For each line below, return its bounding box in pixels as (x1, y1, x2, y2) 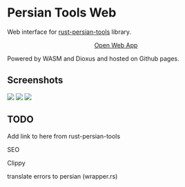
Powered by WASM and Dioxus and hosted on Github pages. (7, 54, 179, 63)
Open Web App (94, 41, 138, 49)
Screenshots (7, 75, 64, 86)
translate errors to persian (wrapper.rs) (7, 172, 118, 180)
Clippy (7, 159, 26, 167)
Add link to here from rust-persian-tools (7, 132, 121, 140)
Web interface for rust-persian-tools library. (7, 28, 132, 36)
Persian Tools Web (7, 5, 117, 21)
